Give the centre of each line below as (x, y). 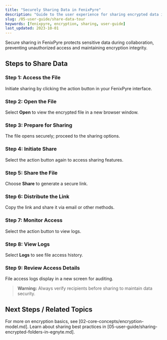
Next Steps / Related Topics (49, 309)
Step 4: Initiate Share (31, 149)
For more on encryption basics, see (42, 321)
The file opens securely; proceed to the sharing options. (63, 136)
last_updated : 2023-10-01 (32, 28)
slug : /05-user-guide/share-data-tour (45, 19)
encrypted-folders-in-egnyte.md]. (40, 332)
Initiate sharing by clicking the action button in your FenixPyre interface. (79, 88)
